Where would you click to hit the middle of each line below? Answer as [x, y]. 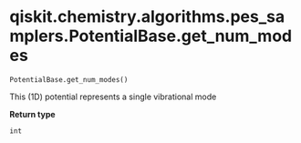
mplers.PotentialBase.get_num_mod [151, 36]
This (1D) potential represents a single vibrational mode [113, 97]
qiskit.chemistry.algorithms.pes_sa [147, 17]
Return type [33, 114]
